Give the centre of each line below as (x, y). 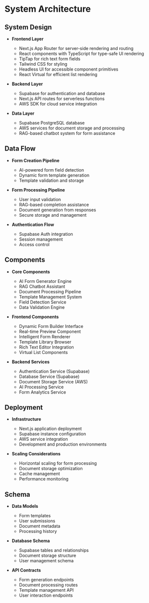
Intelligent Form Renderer (45, 336)
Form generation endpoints (46, 580)
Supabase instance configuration (52, 434)
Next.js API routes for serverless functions (62, 99)
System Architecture (48, 9)
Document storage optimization (51, 469)
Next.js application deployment (50, 429)
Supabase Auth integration (46, 234)
